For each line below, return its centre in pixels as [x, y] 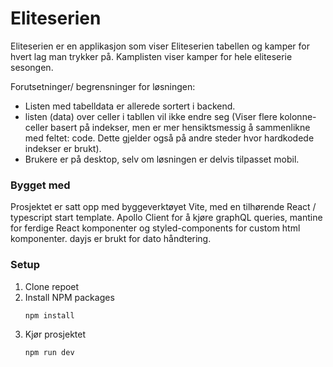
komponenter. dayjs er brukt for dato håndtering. [111, 239]
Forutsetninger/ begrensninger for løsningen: [103, 86]
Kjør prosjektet [55, 334]
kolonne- [298, 116]
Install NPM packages [69, 297]
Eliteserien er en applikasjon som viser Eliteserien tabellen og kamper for [160, 46]
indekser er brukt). [63, 148]
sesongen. [32, 67]
